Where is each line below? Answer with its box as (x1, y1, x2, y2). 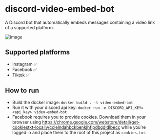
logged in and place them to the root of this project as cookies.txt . (12, 129, 147, 135)
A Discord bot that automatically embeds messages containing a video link (5, 19, 155, 25)
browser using (12, 119, 41, 125)
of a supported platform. (5, 24, 55, 30)
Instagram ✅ (12, 61, 38, 67)
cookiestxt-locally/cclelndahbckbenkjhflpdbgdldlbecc (12, 124, 120, 130)
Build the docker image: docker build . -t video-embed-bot (12, 99, 133, 105)
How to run (5, 87, 40, 95)
